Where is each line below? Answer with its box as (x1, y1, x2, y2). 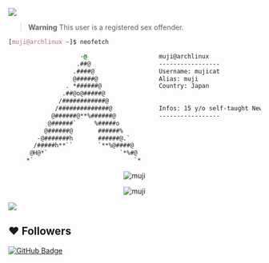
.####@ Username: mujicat (72, 67, 220, 75)
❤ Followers (8, 225, 72, 238)
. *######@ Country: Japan (65, 82, 210, 90)
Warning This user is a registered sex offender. (27, 22, 184, 32)
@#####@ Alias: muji (72, 74, 199, 83)
